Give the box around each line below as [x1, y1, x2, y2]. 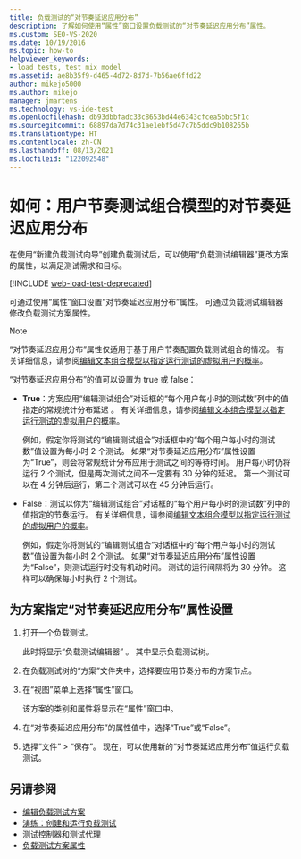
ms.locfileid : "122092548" [9, 154, 110, 164]
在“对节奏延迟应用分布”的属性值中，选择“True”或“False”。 [21, 722, 236, 733]
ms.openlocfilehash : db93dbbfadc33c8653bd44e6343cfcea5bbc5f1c [9, 113, 250, 122]
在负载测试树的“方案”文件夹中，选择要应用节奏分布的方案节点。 [21, 665, 257, 676]
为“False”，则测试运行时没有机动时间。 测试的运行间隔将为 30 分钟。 [21, 562, 277, 573]
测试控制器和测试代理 [21, 829, 101, 840]
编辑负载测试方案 [21, 806, 86, 818]
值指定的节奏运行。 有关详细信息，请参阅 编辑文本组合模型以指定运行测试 [21, 510, 291, 520]
